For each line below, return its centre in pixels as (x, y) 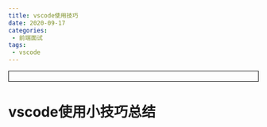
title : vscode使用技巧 (43, 15)
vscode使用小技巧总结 (82, 112)
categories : (28, 30)
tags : (17, 45)
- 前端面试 (27, 38)
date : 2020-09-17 (37, 23)
